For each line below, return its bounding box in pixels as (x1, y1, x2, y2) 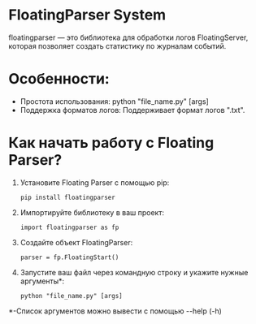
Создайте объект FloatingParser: (20, 237, 133, 247)
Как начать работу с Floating (8, 134, 215, 152)
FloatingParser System (8, 6, 167, 24)
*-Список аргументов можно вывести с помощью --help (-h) (8, 306, 222, 316)
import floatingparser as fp (20, 223, 119, 231)
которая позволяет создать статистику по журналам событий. (8, 41, 227, 50)
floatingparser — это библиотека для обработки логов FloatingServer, (8, 32, 249, 42)
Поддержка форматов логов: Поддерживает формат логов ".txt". (20, 105, 245, 114)
